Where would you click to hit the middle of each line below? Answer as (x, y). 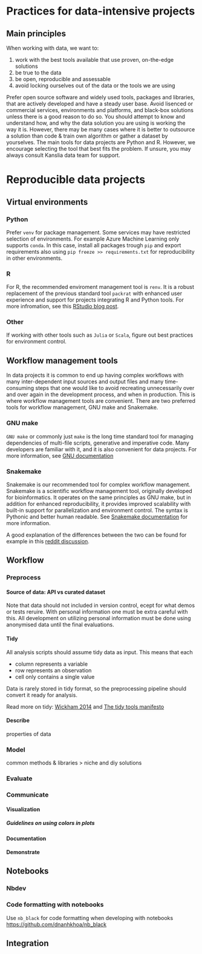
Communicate (28, 795)
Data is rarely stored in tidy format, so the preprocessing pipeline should (96, 688)
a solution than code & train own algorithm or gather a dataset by (87, 136)
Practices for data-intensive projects (101, 11)
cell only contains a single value (55, 677)
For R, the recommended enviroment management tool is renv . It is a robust (100, 287)
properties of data (29, 734)
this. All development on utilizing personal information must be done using (99, 618)
